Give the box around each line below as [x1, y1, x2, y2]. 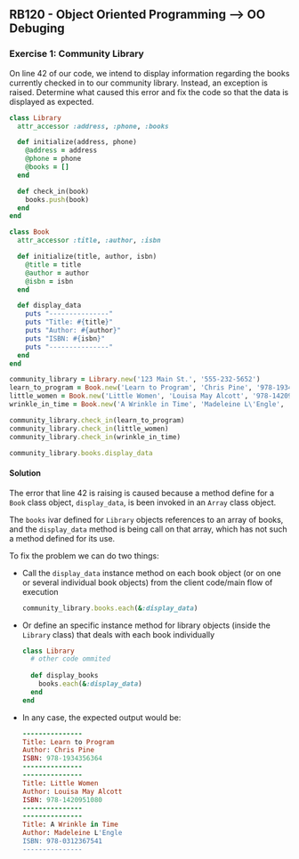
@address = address [25, 146, 98, 155]
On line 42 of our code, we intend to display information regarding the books [9, 68, 290, 78]
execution [21, 586, 60, 597]
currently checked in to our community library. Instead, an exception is [9, 77, 269, 88]
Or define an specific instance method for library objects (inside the [21, 620, 271, 630]
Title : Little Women [21, 778, 99, 788]
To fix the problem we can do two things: [9, 550, 159, 561]
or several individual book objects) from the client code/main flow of [21, 577, 273, 588]
